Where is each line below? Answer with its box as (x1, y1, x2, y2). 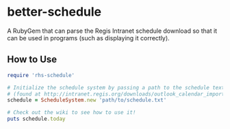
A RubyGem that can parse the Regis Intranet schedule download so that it (7, 27, 218, 35)
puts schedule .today (7, 115, 66, 123)
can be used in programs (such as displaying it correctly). (7, 33, 170, 42)
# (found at (7, 90, 41, 98)
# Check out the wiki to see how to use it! (7, 109, 136, 116)
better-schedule (7, 4, 102, 20)
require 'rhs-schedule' (7, 72, 75, 78)
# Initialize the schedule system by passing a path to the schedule (7, 84, 210, 91)
